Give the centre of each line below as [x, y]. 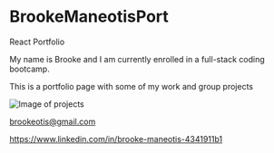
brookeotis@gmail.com [53, 121]
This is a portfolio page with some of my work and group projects [132, 86]
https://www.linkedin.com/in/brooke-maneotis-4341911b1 [116, 139]
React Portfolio [37, 42]
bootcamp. [29, 69]
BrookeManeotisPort [89, 17]
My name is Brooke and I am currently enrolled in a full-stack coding [137, 59]
